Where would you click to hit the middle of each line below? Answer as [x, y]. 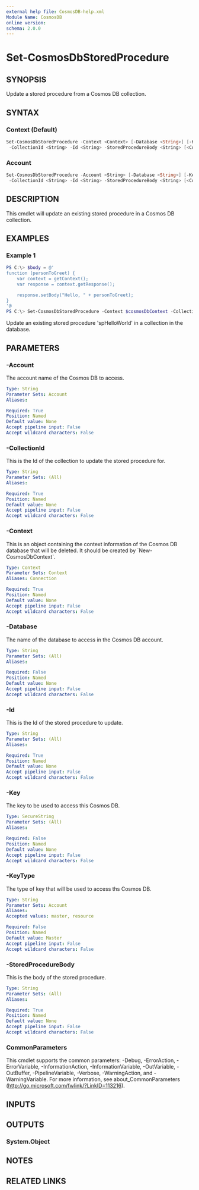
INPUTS [21, 1104]
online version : [26, 23]
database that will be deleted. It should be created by [71, 550]
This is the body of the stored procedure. [56, 977]
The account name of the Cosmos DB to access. [65, 378]
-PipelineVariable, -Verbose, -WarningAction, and [92, 1073]
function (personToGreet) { [41, 273]
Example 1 [21, 255]
